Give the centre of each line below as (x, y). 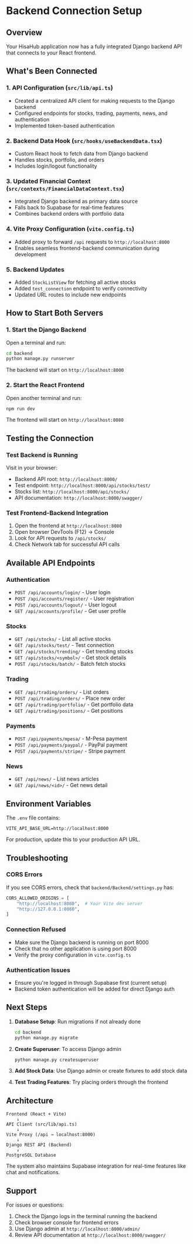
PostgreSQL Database (31, 1155)
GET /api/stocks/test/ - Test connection (64, 645)
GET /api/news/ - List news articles (57, 779)
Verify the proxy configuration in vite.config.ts (73, 955)
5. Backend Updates (35, 269)
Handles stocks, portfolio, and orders (59, 160)
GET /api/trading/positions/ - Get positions (69, 710)
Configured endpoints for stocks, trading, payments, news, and (91, 113)
